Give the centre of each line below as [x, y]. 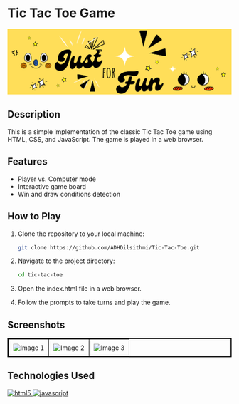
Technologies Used [51, 376]
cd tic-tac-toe [40, 275]
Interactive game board [52, 186]
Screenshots [36, 325]
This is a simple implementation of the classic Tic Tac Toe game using [110, 131]
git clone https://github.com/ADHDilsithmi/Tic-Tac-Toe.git [108, 247]
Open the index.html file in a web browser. [80, 289]
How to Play [34, 216]
